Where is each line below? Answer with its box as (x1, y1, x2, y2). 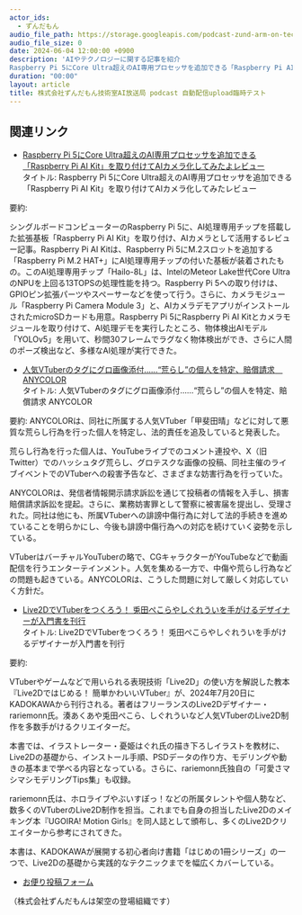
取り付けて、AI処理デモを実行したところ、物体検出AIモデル (48, 323, 268, 334)
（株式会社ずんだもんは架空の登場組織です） (9, 896, 175, 907)
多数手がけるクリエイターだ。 (24, 722, 136, 732)
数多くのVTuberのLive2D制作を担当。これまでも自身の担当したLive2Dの (9, 804, 277, 815)
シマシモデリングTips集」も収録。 (9, 775, 137, 785)
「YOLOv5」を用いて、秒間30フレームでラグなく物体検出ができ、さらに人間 (9, 334, 293, 345)
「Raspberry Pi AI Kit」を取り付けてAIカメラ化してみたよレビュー (22, 161, 265, 172)
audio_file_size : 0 (9, 38, 83, 48)
